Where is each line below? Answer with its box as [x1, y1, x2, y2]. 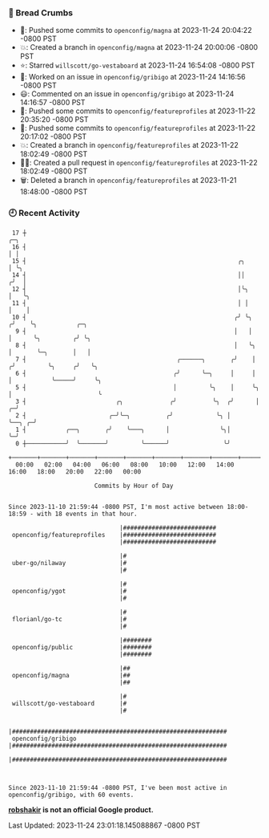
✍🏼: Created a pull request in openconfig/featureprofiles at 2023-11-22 [19, 158, 258, 168]
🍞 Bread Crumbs [8, 7, 74, 18]
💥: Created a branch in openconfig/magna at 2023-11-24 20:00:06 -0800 [19, 43, 259, 52]
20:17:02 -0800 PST [19, 132, 87, 141]
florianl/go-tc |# [11, 615, 127, 623]
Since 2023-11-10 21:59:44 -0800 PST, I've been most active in [8, 783, 227, 791]
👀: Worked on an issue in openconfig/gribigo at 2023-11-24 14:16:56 [19, 72, 246, 82]
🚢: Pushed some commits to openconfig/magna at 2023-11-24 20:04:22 [19, 26, 252, 35]
